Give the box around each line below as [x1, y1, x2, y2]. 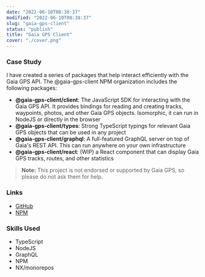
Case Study [6, 57, 42, 66]
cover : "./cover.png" [6, 37, 62, 43]
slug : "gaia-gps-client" [6, 20, 70, 26]
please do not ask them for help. [21, 173, 103, 180]
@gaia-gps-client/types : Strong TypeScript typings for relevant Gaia [15, 122, 191, 130]
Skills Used [6, 224, 40, 232]
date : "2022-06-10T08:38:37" [6, 9, 81, 15]
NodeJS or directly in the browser [15, 116, 101, 123]
